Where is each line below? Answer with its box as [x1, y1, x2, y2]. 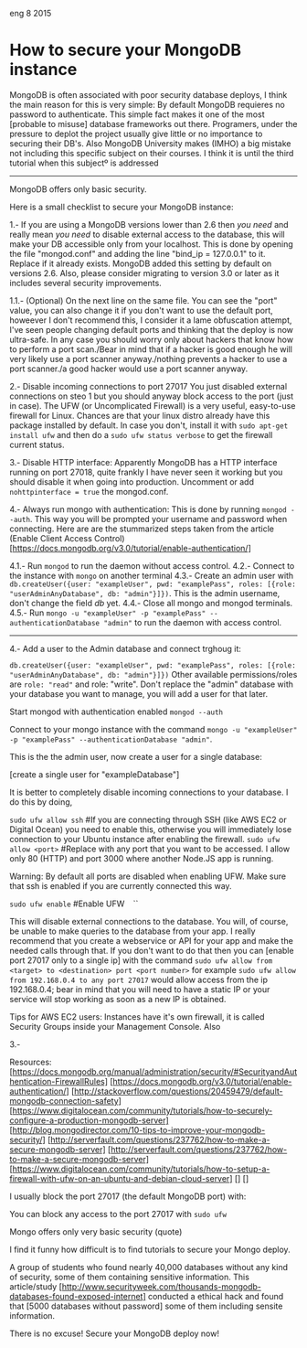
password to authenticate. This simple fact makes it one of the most [9, 109, 265, 120]
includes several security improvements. [9, 277, 162, 288]
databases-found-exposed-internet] [9, 1290, 146, 1301]
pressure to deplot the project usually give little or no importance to [9, 128, 263, 139]
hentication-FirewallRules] [9, 1075, 108, 1086]
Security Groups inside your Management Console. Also [9, 1021, 221, 1032]
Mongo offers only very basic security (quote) [9, 1225, 183, 1237]
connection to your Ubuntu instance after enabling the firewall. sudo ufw [9, 833, 281, 844]
